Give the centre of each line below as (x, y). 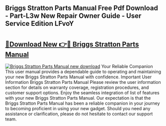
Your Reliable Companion (127, 66)
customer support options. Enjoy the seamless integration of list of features (83, 93)
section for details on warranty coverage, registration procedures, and (77, 87)
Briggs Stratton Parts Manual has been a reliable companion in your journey (83, 103)
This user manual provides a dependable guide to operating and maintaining (83, 72)
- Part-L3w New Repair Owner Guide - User (73, 16)
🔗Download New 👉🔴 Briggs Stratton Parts (72, 44)
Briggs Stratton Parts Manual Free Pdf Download (82, 8)
